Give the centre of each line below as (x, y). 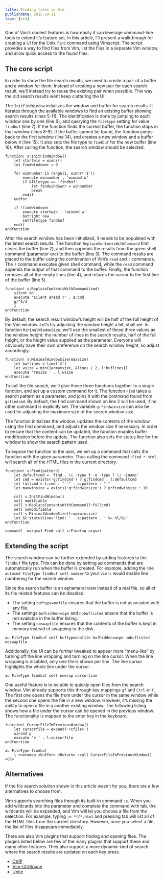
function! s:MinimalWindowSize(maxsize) (47, 360)
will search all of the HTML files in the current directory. (61, 462)
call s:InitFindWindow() (39, 497)
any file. (20, 608)
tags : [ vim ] (17, 19)
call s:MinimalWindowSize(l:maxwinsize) (56, 514)
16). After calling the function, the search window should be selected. (75, 147)
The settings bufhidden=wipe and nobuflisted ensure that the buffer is (82, 613)
